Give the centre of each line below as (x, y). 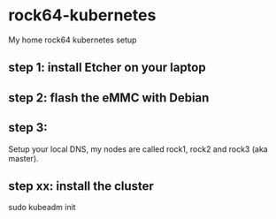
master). (23, 158)
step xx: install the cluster (81, 186)
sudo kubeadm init (42, 208)
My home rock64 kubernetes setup (73, 40)
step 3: (28, 128)
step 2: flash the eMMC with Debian (109, 98)
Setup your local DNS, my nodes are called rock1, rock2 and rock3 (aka (138, 149)
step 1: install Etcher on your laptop (107, 68)
